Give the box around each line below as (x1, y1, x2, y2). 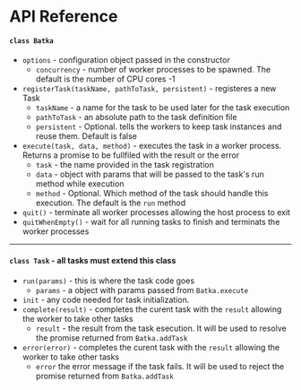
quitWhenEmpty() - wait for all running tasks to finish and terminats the (21, 217, 280, 228)
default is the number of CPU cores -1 (35, 74, 176, 84)
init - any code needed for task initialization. (21, 294, 190, 305)
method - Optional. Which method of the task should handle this (35, 188, 269, 199)
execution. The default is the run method (35, 197, 186, 208)
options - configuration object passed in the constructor (21, 55, 230, 65)
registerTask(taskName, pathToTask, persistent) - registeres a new (21, 83, 277, 94)
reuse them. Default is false (35, 131, 137, 142)
